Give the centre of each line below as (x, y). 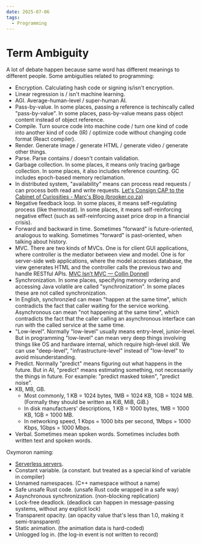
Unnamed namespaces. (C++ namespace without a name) (88, 483)
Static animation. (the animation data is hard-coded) (79, 528)
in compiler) (30, 477)
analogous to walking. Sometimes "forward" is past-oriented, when (98, 235)
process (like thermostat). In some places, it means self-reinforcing (98, 210)
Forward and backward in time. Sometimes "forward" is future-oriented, (104, 229)
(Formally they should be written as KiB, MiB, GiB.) (86, 402)
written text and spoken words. (53, 441)
